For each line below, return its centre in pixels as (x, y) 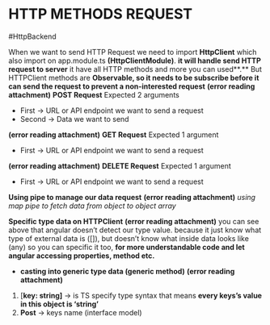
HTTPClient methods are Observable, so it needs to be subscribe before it (134, 77)
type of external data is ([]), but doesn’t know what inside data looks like (129, 238)
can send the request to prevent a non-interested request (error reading (132, 86)
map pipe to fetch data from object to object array (92, 206)
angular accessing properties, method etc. (82, 256)
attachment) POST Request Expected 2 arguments (94, 94)
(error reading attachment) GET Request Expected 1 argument (114, 135)
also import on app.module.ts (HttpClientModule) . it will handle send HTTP (135, 60)
